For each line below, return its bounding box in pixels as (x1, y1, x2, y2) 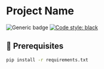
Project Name (6, 4, 74, 18)
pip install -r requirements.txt (6, 57, 89, 63)
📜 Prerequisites (6, 41, 64, 51)
